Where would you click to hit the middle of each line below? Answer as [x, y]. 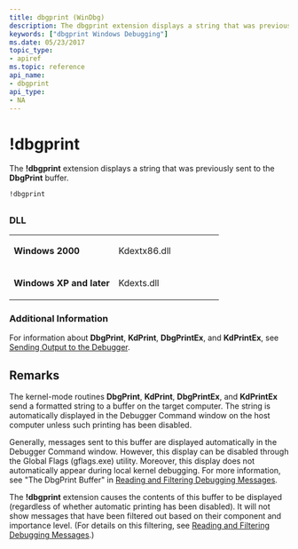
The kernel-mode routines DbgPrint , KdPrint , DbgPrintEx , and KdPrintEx [143, 397]
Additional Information [59, 318]
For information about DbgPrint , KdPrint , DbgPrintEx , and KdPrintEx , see [144, 338]
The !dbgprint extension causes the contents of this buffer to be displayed [145, 497]
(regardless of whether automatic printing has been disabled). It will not [140, 506]
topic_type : [31, 51]
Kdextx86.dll [145, 251]
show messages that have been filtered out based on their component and [145, 516]
